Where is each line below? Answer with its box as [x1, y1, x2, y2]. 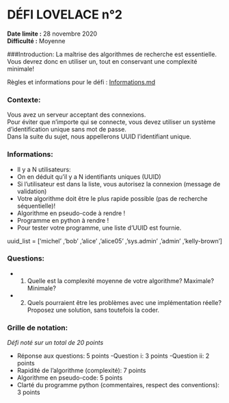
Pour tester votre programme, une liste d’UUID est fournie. [16, 223, 182, 232]
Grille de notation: [7, 323, 68, 332]
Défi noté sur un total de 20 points [7, 339, 104, 347]
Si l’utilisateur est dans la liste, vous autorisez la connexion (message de [16, 180, 221, 188]
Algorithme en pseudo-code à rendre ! [16, 209, 126, 217]
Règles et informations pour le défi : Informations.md [7, 77, 156, 86]
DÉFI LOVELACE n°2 [7, 7, 123, 23]
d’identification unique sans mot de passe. [7, 125, 126, 134]
